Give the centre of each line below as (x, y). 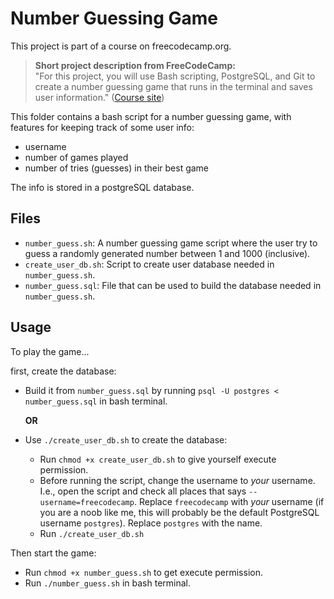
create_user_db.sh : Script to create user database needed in (149, 264)
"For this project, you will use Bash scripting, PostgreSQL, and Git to (175, 76)
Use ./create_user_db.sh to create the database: (126, 439)
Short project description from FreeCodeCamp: (135, 65)
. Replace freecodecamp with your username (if (229, 501)
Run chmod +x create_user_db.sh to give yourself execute (158, 459)
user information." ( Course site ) (99, 97)
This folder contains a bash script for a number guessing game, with (151, 116)
